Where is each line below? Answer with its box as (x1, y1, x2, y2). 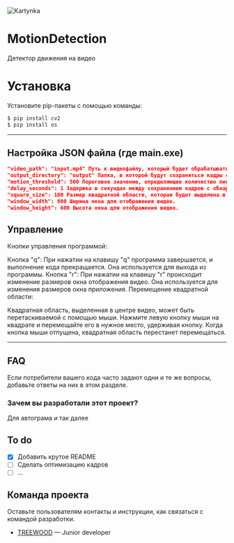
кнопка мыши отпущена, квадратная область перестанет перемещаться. (7, 328, 226, 337)
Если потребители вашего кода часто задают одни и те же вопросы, (7, 373, 212, 382)
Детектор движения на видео (7, 54, 96, 62)
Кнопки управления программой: (7, 242, 108, 251)
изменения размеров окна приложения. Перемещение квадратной (7, 285, 209, 294)
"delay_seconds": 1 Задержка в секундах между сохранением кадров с (7, 185, 210, 192)
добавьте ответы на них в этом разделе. (7, 381, 128, 389)
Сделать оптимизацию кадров (17, 460, 109, 469)
